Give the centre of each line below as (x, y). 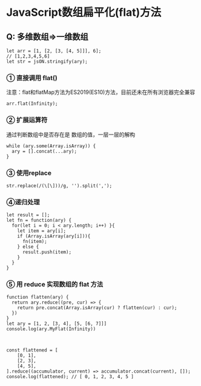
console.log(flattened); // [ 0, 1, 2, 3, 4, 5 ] (70, 377)
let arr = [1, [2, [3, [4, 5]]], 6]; (54, 51)
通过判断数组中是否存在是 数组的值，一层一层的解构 (71, 135)
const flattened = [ (32, 350)
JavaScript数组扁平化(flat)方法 (84, 12)
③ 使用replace (29, 173)
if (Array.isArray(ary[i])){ (54, 236)
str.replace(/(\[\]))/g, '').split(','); (59, 185)
